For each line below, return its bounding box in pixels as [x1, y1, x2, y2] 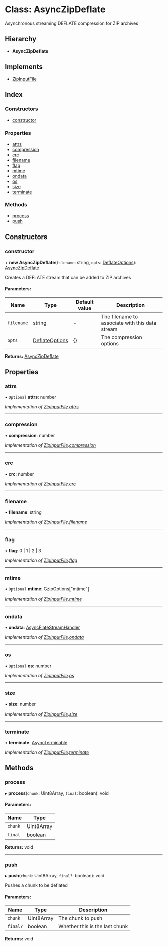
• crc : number [5, 471, 34, 477]
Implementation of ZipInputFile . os [5, 672, 75, 678]
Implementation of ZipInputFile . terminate [5, 749, 89, 755]
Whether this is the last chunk [58, 923, 128, 930]
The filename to [101, 313, 138, 320]
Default [75, 298, 94, 305]
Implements [5, 63, 43, 71]
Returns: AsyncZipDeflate [5, 353, 59, 359]
